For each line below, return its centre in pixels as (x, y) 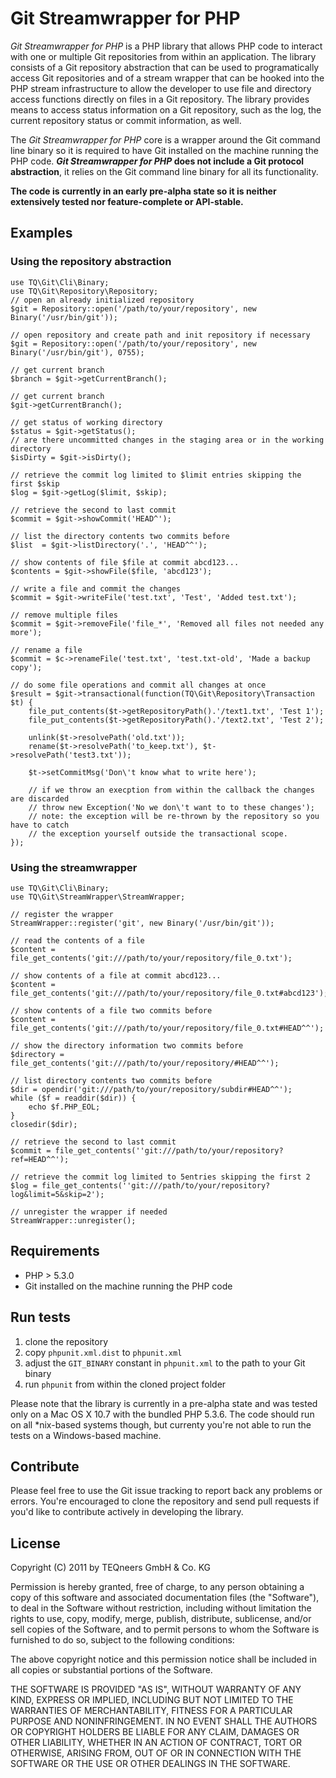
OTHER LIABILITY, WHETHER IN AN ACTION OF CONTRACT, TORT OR (156, 1743)
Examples (41, 233)
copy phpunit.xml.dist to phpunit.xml (103, 1352)
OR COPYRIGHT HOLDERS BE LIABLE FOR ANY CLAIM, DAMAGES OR (155, 1732)
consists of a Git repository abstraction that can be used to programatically (165, 67)
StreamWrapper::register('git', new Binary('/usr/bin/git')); (142, 923)
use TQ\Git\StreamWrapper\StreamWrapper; (98, 897)
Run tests (40, 1317)
